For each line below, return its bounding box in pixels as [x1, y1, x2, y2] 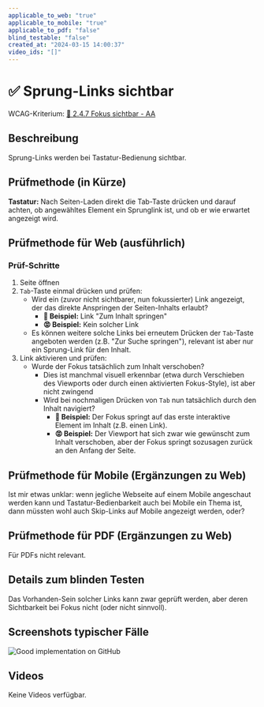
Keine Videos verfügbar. [8, 690, 87, 700]
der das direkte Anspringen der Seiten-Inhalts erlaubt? [31, 303, 209, 313]
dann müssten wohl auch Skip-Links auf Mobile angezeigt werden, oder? [8, 506, 245, 516]
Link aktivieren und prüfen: [19, 353, 107, 363]
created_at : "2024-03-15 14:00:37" [8, 41, 125, 49]
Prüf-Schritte [8, 260, 61, 271]
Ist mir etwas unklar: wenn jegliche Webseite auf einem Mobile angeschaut [8, 490, 251, 499]
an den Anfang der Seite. [54, 446, 136, 455]
